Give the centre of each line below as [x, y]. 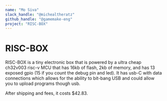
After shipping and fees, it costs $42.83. [47, 93]
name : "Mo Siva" [22, 10]
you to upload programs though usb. [43, 83]
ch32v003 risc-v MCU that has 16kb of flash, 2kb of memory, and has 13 [80, 67]
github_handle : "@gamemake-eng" [39, 19]
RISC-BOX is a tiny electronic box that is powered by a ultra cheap [73, 62]
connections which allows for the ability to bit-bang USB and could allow [80, 78]
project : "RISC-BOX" [27, 24]
